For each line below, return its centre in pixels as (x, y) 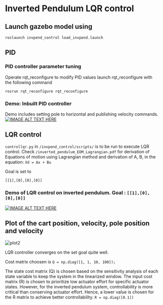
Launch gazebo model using (49, 27)
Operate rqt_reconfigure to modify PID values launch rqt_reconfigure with (79, 77)
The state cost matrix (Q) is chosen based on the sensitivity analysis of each (82, 271)
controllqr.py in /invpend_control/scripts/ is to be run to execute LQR (77, 146)
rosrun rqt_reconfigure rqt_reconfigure (47, 91)
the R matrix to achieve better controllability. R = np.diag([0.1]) (70, 297)
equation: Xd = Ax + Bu (28, 162)
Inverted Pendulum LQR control (70, 9)
